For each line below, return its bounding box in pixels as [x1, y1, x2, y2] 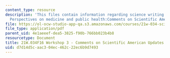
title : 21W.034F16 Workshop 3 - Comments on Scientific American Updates [5, 40, 164, 45]
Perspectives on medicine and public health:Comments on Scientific [10, 17, 157, 22]
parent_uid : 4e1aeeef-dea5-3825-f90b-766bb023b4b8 [5, 31, 114, 36]
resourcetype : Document [5, 36, 56, 41]
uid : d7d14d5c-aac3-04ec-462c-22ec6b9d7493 [5, 45, 99, 50]
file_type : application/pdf [5, 26, 65, 31]
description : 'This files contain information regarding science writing [5, 12, 164, 17]
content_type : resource [5, 7, 56, 13]
